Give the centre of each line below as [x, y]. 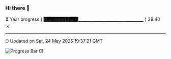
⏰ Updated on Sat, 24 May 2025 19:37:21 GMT [54, 41]
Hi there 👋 [18, 8]
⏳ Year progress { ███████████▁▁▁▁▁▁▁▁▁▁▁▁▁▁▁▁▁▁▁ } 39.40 [83, 19]
